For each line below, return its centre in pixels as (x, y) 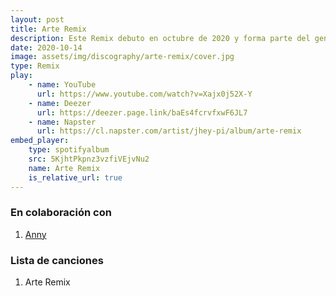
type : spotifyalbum (69, 150)
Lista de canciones (57, 260)
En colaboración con (61, 213)
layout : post (37, 19)
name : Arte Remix (64, 168)
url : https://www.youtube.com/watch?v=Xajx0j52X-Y (144, 94)
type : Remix (35, 66)
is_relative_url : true (75, 177)
